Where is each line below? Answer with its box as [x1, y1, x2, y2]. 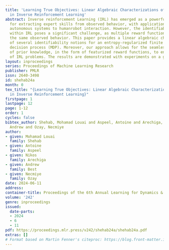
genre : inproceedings [5, 200, 51, 205]
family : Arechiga [10, 157, 46, 162]
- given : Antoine [5, 143, 42, 149]
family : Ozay [10, 176, 37, 181]
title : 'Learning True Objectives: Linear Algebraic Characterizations [5, 7, 158, 13]
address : [5, 185, 24, 191]
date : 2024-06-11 [5, 181, 42, 186]
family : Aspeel [10, 148, 42, 153]
